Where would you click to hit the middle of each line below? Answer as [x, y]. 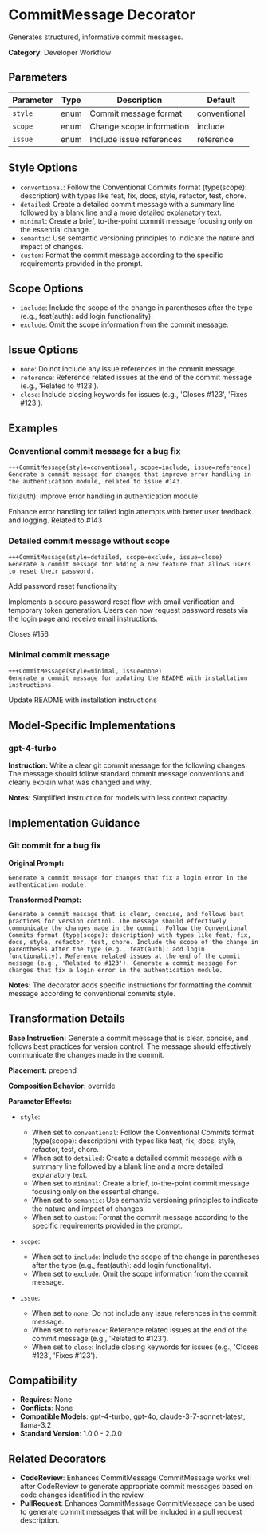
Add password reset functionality [63, 586]
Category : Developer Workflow [60, 52]
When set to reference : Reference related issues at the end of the [140, 1330]
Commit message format [136, 113]
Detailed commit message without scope [89, 541]
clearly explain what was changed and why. [80, 782]
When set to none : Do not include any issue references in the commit [144, 1313]
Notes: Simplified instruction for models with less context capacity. [118, 798]
